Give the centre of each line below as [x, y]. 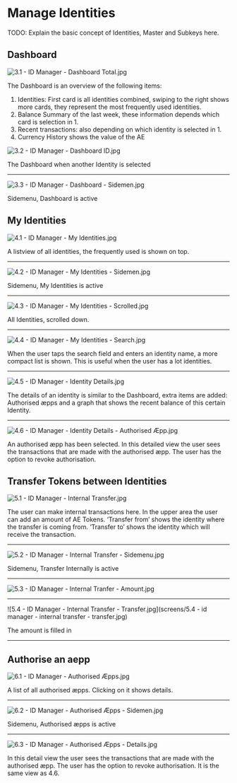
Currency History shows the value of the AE [81, 137]
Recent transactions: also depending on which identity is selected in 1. [120, 129]
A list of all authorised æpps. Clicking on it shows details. [90, 690]
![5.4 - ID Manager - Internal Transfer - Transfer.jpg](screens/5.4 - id [107, 609]
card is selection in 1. [48, 122]
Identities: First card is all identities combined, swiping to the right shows [123, 99]
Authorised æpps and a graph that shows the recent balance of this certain [116, 402]
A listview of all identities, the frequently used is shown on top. [98, 251]
